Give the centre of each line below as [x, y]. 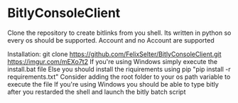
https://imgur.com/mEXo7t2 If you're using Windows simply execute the [113, 61]
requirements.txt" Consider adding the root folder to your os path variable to [119, 77]
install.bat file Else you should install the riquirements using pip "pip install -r [119, 69]
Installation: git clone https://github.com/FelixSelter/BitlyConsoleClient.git [114, 54]
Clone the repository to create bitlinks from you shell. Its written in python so [119, 33]
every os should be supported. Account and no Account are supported [111, 40]
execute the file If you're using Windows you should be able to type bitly [113, 84]
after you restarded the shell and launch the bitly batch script [97, 92]
